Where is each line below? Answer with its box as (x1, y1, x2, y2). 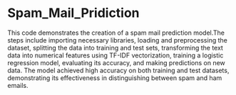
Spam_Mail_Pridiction (7, 5, 140, 21)
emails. (7, 81, 29, 89)
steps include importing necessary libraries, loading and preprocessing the (7, 35, 228, 44)
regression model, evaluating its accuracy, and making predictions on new (7, 58, 226, 67)
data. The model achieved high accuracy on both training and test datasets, (7, 66, 230, 74)
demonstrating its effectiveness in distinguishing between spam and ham (7, 73, 222, 82)
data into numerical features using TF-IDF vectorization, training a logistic (7, 51, 224, 60)
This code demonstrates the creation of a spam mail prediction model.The (7, 28, 225, 37)
